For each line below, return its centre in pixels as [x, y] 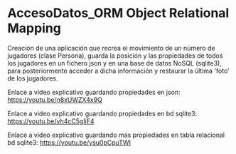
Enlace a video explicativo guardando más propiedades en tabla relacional [116, 135]
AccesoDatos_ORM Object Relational [118, 13]
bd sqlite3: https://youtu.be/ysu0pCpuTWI [69, 142]
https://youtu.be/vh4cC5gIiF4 [51, 121]
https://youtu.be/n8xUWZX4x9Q [55, 99]
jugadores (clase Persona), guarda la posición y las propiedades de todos [115, 56]
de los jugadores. [33, 78]
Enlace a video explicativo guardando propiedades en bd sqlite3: [102, 113]
